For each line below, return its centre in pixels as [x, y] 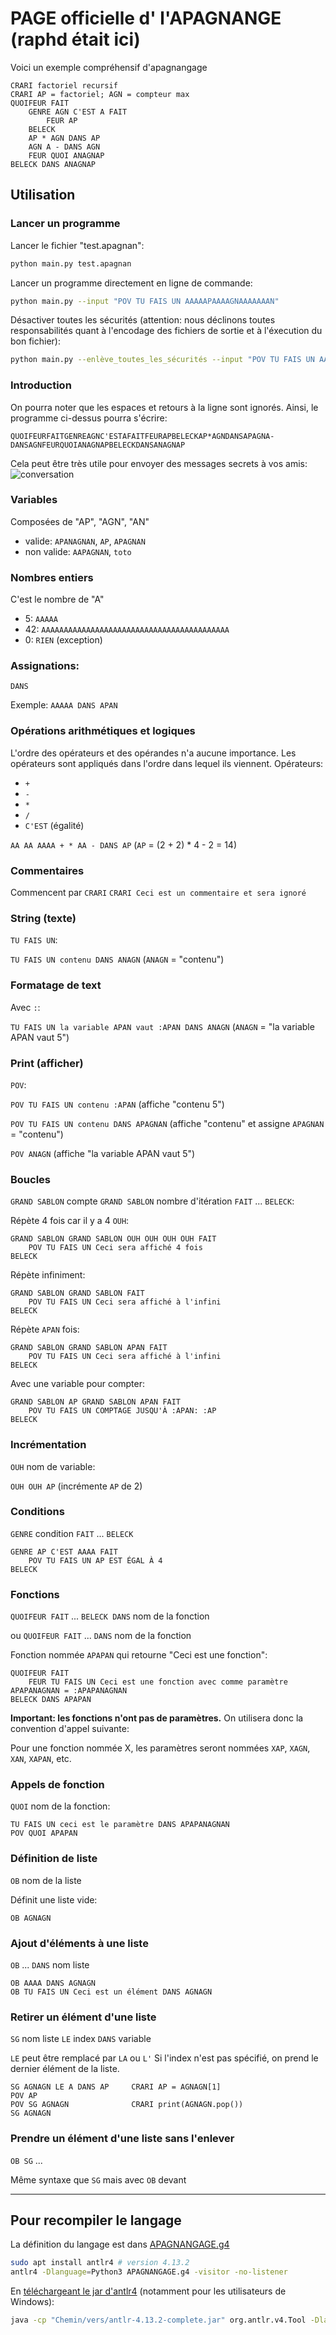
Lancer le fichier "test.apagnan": [77, 245]
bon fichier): [35, 341]
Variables [34, 500]
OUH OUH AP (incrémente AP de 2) [76, 1486]
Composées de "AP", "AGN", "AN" [80, 521]
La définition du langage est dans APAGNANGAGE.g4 [120, 2244]
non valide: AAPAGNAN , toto [78, 551]
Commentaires [47, 870]
